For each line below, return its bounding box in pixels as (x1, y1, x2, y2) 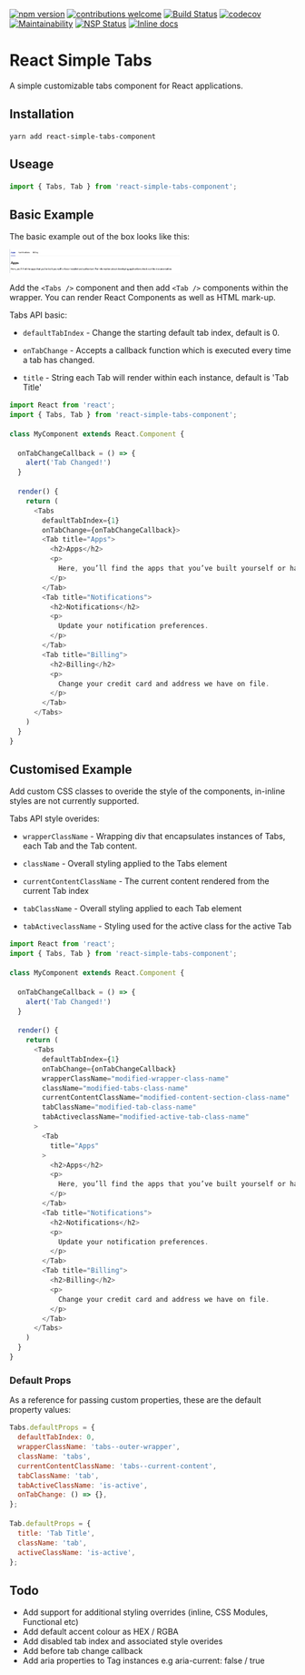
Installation (9, 107, 74, 122)
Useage (9, 157, 54, 172)
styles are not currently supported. (9, 796, 140, 807)
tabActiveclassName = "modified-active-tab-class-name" (42, 1112, 250, 1122)
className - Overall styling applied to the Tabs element (22, 858, 228, 869)
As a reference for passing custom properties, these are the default (9, 1395, 261, 1406)
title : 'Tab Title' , (17, 1528, 95, 1538)
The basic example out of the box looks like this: (9, 231, 191, 242)
